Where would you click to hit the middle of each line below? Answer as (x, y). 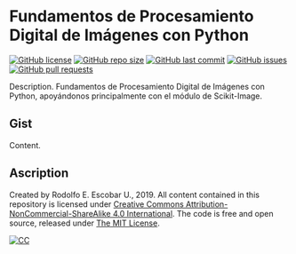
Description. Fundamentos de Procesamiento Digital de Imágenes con (137, 86)
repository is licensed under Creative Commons (96, 204)
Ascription (39, 174)
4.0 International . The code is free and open (193, 213)
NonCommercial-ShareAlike (60, 213)
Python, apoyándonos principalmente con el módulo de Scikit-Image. (136, 96)
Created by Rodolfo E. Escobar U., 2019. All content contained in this (135, 194)
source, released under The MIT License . (84, 223)
